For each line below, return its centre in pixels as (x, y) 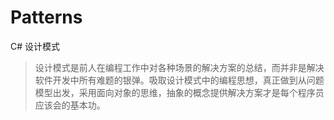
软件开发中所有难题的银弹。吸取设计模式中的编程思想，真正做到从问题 (179, 80)
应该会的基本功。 (70, 105)
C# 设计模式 (35, 46)
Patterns (46, 17)
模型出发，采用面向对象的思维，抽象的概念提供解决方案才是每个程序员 (179, 92)
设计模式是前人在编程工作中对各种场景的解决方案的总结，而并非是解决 (179, 67)
